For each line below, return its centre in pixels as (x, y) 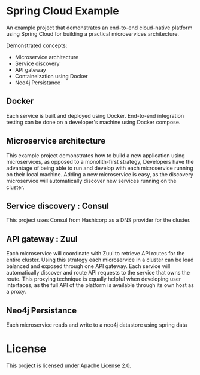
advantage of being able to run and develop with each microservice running (100, 168)
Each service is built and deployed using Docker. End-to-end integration (95, 115)
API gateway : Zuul (42, 239)
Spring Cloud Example (63, 11)
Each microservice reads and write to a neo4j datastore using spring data (97, 325)
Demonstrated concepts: (37, 45)
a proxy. (16, 292)
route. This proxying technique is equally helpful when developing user (94, 279)
